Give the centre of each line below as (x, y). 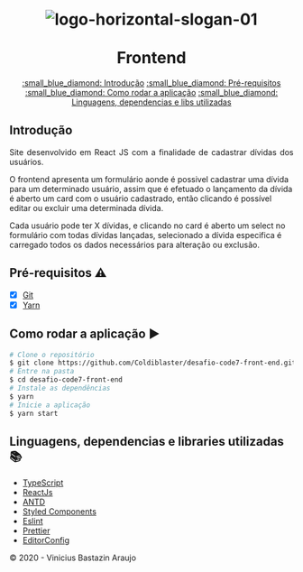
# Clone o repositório (52, 355)
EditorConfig (46, 540)
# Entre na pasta (42, 372)
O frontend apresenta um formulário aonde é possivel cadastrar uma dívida (149, 179)
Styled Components (60, 512)
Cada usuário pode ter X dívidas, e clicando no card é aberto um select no (147, 226)
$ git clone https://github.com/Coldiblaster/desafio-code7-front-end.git (153, 363)
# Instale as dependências (60, 388)
